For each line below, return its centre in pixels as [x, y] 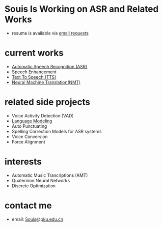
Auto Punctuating [29, 126]
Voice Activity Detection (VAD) [43, 115]
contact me [28, 205]
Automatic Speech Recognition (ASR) [49, 66]
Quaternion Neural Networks [41, 180]
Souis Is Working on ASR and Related [82, 9]
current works [34, 53]
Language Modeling [32, 121]
